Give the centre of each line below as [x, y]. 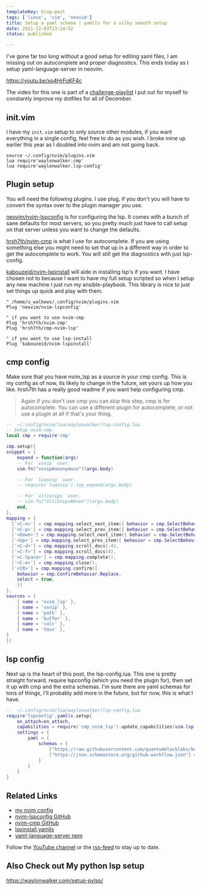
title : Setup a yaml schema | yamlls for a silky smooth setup [87, 23]
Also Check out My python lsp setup [75, 866]
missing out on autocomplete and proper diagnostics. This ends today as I [98, 63]
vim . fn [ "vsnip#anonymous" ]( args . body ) [65, 469]
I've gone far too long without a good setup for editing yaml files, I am [92, 56]
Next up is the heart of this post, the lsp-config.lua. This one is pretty [91, 674]
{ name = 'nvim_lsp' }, [47, 602]
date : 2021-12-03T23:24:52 [40, 28]
